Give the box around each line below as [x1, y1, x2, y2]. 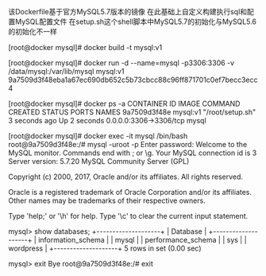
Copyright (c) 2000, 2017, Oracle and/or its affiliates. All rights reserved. [8, 172, 244, 181]
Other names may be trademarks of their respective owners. [8, 196, 206, 205]
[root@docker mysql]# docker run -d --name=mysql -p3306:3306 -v [8, 58, 235, 68]
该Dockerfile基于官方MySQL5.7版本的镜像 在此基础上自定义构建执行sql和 [8, 7, 248, 16]
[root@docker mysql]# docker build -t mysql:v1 [8, 43, 163, 52]
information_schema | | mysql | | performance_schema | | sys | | [38, 235, 248, 244]
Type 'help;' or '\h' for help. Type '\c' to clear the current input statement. [8, 212, 249, 220]
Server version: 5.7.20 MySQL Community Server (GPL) [8, 157, 190, 165]
